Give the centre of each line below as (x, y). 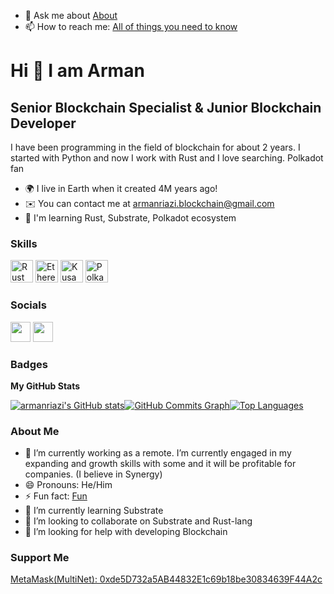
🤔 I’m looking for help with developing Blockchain (126, 532)
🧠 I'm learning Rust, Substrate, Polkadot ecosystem (130, 218)
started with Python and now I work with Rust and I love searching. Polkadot (167, 158)
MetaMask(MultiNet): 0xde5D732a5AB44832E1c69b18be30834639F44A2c (166, 579)
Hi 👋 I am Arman (77, 71)
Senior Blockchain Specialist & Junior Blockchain (166, 107)
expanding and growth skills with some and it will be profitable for (160, 464)
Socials (28, 305)
